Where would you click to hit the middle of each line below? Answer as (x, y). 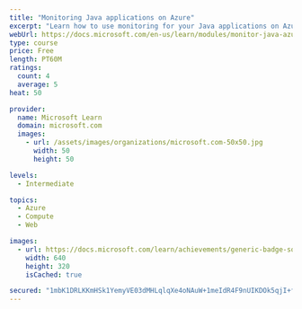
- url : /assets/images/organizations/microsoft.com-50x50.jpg (144, 143)
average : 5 (38, 84)
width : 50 (51, 151)
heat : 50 (26, 93)
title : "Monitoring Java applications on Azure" (102, 18)
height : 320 (48, 266)
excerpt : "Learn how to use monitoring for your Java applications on (144, 26)
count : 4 (34, 76)
